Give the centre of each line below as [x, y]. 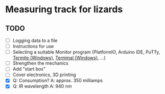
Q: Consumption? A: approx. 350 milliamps [58, 81]
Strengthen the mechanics [41, 63]
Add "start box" [29, 69]
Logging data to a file [35, 40]
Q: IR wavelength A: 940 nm [42, 86]
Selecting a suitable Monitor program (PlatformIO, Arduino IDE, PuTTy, [86, 52]
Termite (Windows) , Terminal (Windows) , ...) [59, 58]
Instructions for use [33, 46]
